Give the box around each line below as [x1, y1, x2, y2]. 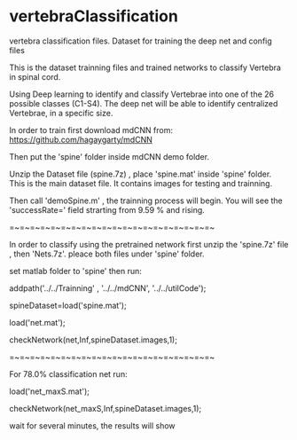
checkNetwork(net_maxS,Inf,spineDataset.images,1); [9, 403, 202, 413]
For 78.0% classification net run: [9, 368, 128, 379]
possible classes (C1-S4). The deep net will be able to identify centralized [9, 98, 278, 108]
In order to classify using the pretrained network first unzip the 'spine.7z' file [9, 239, 289, 249]
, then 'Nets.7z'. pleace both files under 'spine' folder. [9, 248, 206, 259]
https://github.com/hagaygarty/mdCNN [9, 134, 152, 145]
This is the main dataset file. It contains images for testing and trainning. [9, 177, 273, 188]
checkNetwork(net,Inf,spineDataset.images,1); [9, 334, 177, 345]
